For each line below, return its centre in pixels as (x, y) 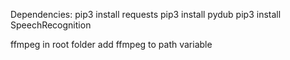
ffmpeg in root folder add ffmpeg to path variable (111, 44)
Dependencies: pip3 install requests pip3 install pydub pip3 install (146, 14)
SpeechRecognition (51, 25)
